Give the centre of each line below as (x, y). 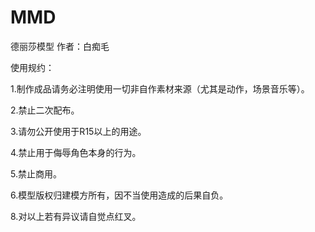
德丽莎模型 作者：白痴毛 (60, 46)
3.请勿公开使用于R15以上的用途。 (78, 131)
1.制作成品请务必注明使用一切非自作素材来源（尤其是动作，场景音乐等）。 (160, 88)
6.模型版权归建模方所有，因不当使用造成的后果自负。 (119, 195)
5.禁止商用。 (36, 173)
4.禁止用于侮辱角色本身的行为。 (76, 152)
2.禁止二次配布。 (45, 110)
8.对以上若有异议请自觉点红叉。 (76, 216)
